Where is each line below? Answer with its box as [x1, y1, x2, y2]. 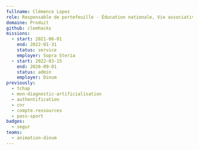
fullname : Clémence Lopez [6, 8, 70, 15]
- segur [11, 124, 31, 130]
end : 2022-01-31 [17, 42, 57, 48]
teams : [6, 129, 23, 136]
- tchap [11, 86, 31, 92]
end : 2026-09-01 [17, 63, 57, 70]
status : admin [17, 69, 52, 75]
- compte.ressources [11, 107, 62, 113]
